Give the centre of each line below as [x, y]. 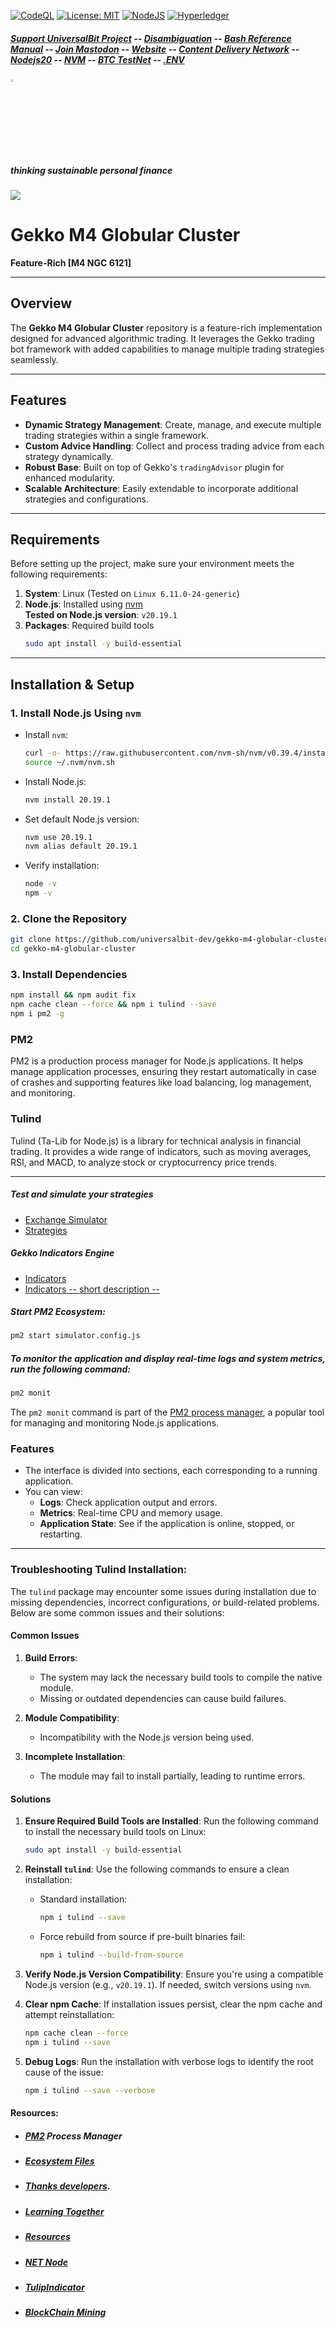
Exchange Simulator [66, 1219]
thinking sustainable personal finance [91, 170]
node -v [40, 884]
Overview [41, 303]
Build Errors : [51, 1657]
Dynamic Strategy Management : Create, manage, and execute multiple [173, 424]
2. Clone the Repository [69, 918]
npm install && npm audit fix [73, 995]
